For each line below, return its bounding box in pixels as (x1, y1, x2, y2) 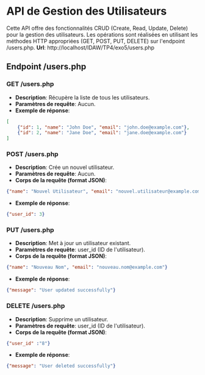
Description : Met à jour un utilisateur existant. (15, 240, 131, 247)
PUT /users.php (6, 226, 54, 234)
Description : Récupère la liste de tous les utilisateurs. (15, 93, 150, 101)
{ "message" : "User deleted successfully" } (6, 363, 116, 370)
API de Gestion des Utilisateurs (6, 4, 167, 18)
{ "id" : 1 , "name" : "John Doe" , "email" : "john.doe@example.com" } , (17, 124, 190, 130)
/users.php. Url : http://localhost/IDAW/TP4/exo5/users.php (6, 44, 154, 51)
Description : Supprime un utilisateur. (15, 315, 109, 323)
